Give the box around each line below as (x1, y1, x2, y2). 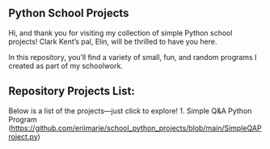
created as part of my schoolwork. (8, 61, 124, 70)
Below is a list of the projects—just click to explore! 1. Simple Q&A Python (8, 105, 252, 116)
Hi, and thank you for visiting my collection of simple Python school (8, 28, 233, 37)
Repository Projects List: (8, 84, 135, 98)
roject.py (8, 131, 38, 141)
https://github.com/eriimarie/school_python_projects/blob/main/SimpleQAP (11, 123, 262, 133)
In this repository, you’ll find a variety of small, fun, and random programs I (8, 52, 257, 62)
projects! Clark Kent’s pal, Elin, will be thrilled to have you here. (8, 36, 217, 46)
